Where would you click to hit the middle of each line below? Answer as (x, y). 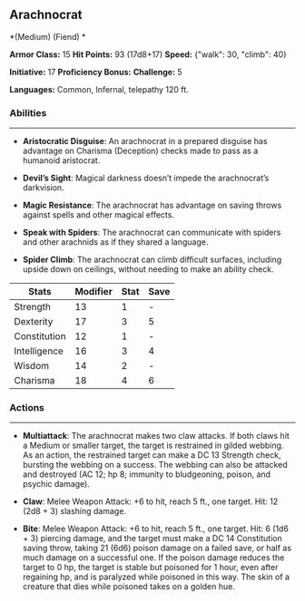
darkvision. (44, 188)
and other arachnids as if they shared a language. (115, 242)
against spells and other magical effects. (98, 215)
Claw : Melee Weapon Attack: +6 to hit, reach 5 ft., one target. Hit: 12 (150, 501)
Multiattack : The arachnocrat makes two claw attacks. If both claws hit (156, 436)
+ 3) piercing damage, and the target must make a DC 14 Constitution (152, 538)
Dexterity (34, 322)
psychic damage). (56, 484)
